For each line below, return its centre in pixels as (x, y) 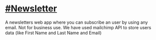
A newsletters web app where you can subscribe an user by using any (77, 22)
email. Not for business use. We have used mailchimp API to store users (78, 27)
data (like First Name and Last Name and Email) (54, 33)
